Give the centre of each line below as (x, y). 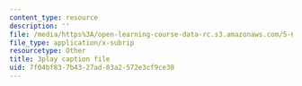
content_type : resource (54, 17)
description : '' (40, 26)
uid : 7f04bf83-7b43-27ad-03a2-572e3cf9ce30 (92, 68)
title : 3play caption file (60, 59)
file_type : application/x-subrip (72, 43)
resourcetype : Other (48, 51)
